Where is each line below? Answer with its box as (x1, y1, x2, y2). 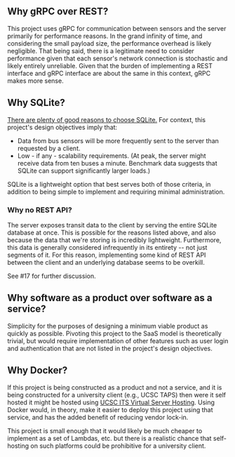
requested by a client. (17, 144, 81, 152)
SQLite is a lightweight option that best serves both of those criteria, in (7, 180, 211, 188)
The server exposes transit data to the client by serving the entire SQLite (7, 220, 217, 229)
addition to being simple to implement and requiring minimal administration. (7, 187, 225, 196)
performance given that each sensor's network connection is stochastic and (7, 54, 228, 62)
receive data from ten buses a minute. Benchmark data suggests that (17, 159, 217, 167)
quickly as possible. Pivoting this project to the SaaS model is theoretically (7, 329, 222, 338)
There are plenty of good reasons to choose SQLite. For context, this (7, 115, 206, 124)
